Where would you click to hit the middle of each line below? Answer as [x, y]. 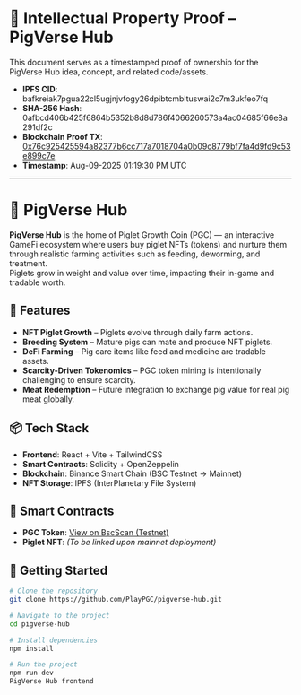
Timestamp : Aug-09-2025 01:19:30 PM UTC [104, 165]
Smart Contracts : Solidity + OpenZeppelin [100, 464]
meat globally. [48, 399]
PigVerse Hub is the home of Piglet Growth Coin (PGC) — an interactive [142, 235]
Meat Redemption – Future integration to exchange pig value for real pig [156, 389]
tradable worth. [38, 282]
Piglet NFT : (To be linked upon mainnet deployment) [119, 543]
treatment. [28, 263]
